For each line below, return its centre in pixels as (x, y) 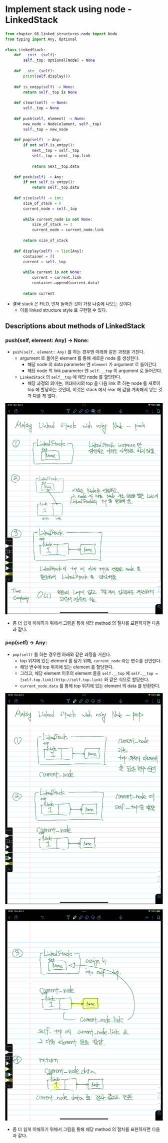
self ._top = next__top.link (61, 156)
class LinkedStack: (25, 50)
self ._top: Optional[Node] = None (59, 61)
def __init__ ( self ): (35, 55)
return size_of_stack (46, 241)
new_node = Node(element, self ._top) (62, 124)
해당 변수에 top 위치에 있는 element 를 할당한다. (67, 667)
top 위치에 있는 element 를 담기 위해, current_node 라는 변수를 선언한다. (91, 660)
